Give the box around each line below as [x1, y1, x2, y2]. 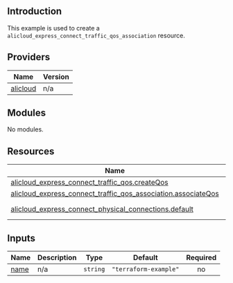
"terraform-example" [112, 266, 180, 273]
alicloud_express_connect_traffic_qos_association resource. [7, 31, 186, 39]
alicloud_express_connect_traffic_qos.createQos [10, 178, 169, 188]
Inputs [7, 232, 36, 244]
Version [42, 72, 69, 82]
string [83, 266, 105, 273]
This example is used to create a [7, 24, 101, 32]
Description [37, 253, 78, 262]
